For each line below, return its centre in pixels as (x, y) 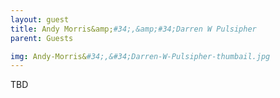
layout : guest (40, 19)
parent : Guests (42, 38)
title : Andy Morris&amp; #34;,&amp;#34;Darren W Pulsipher (133, 29)
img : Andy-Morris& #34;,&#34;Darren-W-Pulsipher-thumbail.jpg (140, 56)
